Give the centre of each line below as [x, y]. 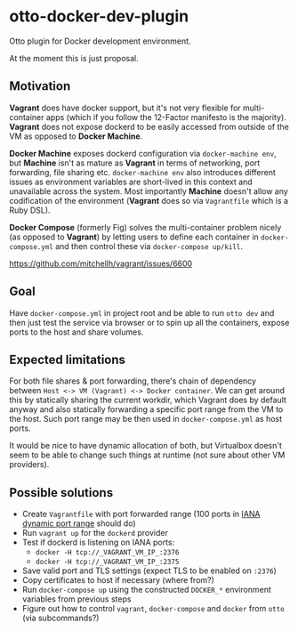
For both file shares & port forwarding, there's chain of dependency [133, 381]
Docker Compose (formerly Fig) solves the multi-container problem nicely [145, 227]
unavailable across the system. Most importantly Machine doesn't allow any [149, 191]
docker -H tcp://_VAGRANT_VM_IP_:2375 [107, 562]
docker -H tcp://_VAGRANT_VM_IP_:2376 [107, 553]
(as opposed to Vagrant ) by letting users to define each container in [134, 237]
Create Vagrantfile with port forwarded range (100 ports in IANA [141, 514]
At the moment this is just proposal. [74, 58]
